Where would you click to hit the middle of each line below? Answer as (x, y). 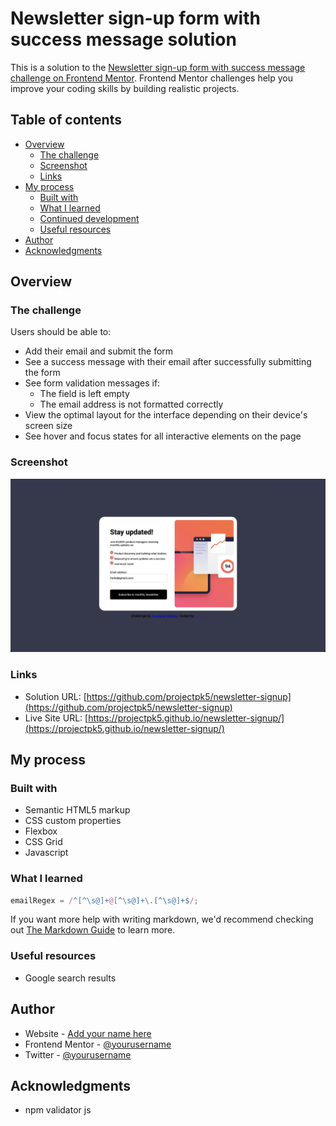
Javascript (46, 853)
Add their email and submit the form (99, 351)
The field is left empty (84, 394)
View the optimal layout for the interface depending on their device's (166, 415)
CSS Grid (43, 842)
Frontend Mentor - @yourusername (98, 1044)
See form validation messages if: (92, 383)
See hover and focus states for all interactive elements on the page (163, 436)
